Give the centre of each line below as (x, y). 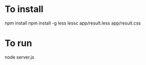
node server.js (20, 57)
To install (24, 9)
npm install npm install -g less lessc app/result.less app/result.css (73, 23)
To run (18, 43)
